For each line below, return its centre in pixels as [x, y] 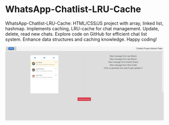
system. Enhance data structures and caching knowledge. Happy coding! [81, 39]
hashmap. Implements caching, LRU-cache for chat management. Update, [82, 28]
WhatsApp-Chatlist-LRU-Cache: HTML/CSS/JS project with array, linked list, [84, 23]
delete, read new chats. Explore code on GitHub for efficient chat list [76, 34]
